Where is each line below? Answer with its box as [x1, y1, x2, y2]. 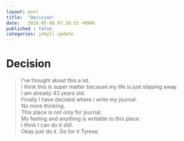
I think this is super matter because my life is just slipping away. [20, 83, 179, 91]
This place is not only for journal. [20, 109, 102, 116]
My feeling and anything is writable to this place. [20, 115, 141, 122]
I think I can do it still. [20, 121, 74, 129]
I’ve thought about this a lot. [20, 77, 91, 84]
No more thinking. [20, 103, 65, 110]
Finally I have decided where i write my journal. [20, 96, 138, 103]
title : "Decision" [6, 14, 55, 20]
